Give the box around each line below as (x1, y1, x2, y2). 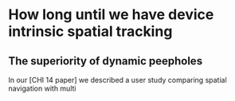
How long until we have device (8, 6, 214, 24)
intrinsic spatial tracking (8, 22, 173, 41)
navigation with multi (8, 84, 76, 93)
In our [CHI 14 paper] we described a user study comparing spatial (8, 76, 227, 84)
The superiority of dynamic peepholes (8, 54, 203, 68)
